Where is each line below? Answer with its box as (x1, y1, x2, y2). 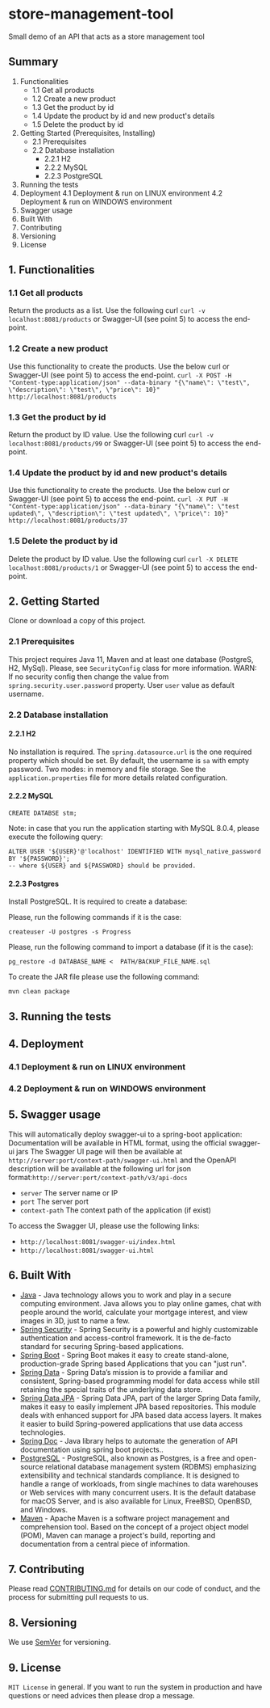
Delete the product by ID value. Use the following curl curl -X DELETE (8, 554, 239, 563)
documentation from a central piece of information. (19, 1539, 190, 1549)
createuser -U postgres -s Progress (8, 928, 131, 936)
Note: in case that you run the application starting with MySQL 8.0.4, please (8, 824, 260, 833)
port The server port (19, 1196, 89, 1206)
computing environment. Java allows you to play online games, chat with (19, 1298, 262, 1308)
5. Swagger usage (8, 1108, 102, 1122)
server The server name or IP (19, 1187, 118, 1197)
